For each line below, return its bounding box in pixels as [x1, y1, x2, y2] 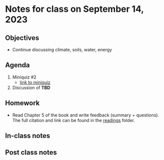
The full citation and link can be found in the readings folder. [12, 117, 135, 123]
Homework [5, 99, 40, 107]
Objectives [5, 34, 40, 42]
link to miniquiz [19, 79, 51, 85]
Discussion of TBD [12, 84, 50, 90]
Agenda [5, 61, 30, 70]
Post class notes [5, 148, 57, 157]
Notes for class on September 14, [5, 3, 144, 15]
